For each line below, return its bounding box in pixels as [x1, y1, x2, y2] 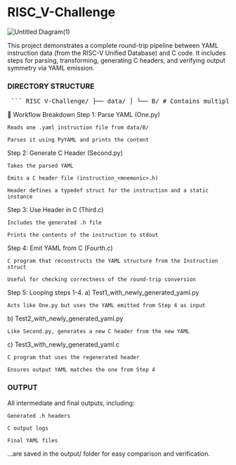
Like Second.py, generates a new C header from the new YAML [7, 328, 190, 335]
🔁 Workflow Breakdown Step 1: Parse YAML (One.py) [7, 111, 160, 119]
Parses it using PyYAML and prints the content [7, 137, 150, 144]
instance [7, 193, 33, 201]
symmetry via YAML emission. [7, 63, 95, 72]
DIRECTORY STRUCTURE [7, 81, 95, 91]
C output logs [7, 424, 49, 432]
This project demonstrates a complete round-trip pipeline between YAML [7, 41, 219, 49]
